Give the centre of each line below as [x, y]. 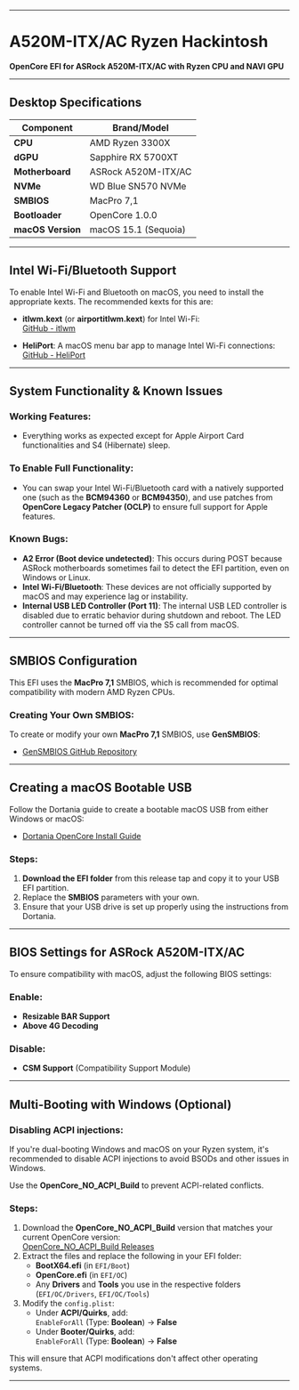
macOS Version [48, 230]
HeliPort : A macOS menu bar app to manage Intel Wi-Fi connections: [149, 345]
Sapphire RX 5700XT [134, 157]
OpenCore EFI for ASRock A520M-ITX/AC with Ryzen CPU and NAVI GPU [147, 66]
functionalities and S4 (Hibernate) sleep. [96, 445]
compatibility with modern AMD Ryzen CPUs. [92, 691]
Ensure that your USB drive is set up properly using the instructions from [155, 907]
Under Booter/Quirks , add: [85, 1332]
